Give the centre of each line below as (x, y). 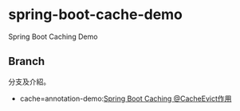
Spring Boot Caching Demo (53, 36)
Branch (27, 61)
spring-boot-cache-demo (96, 15)
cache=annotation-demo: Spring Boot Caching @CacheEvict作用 (126, 98)
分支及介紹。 (29, 82)
